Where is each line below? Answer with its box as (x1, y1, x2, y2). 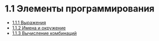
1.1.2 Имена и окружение (12, 24, 66, 30)
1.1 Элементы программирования (5, 3, 155, 14)
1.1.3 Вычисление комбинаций (12, 30, 77, 36)
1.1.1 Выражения (12, 19, 46, 25)
